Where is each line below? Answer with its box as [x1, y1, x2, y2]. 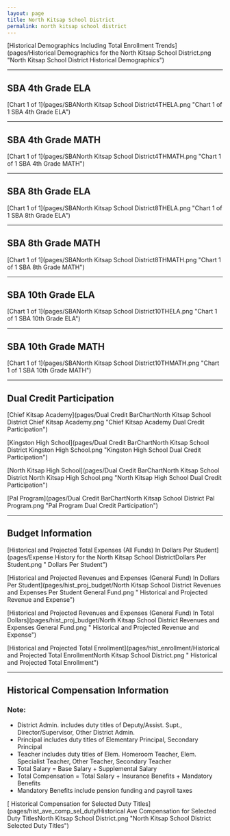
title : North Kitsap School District [7, 16, 115, 23]
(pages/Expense [7, 553, 53, 561]
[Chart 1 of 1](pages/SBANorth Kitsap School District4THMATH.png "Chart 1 [7, 152, 221, 160]
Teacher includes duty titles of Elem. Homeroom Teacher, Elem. [16, 750, 197, 758]
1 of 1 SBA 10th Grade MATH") [7, 366, 92, 375]
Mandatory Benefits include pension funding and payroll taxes [16, 786, 193, 794]
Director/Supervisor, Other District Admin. [16, 728, 135, 736]
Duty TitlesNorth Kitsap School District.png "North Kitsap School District [7, 814, 212, 822]
